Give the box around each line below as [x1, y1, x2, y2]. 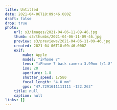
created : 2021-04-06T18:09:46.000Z [14, 43, 87, 48]
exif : [14, 48, 25, 53]
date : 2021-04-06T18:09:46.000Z [5, 12, 71, 17]
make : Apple [23, 52, 47, 57]
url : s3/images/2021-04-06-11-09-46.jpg [14, 30, 97, 35]
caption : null [14, 93, 43, 98]
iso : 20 [23, 66, 38, 71]
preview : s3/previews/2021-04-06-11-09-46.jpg [14, 39, 111, 44]
